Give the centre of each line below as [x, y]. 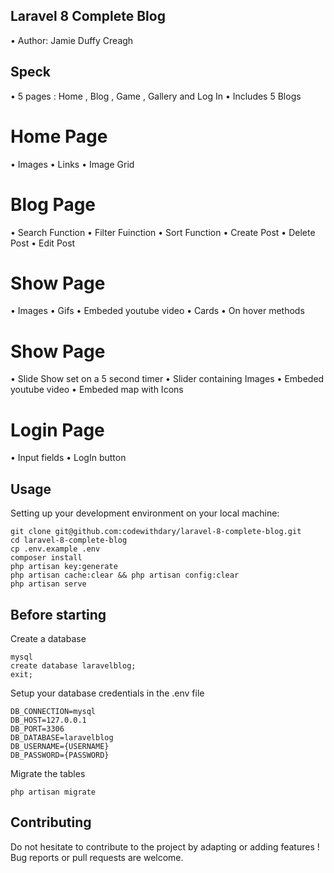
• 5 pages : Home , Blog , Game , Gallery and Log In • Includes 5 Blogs [156, 96]
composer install [46, 558]
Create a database [48, 638]
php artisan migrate [53, 792]
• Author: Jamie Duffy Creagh [72, 40]
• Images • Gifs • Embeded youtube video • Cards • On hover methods [157, 311]
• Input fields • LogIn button [68, 458]
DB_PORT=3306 [37, 729]
